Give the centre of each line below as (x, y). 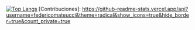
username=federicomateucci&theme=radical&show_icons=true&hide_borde (97, 15)
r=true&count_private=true (38, 21)
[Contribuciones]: (59, 9)
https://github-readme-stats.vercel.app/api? (135, 9)
